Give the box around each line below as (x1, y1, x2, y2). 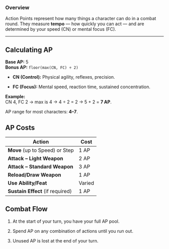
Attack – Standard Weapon (8, 163, 73, 170)
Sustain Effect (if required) (8, 188, 72, 195)
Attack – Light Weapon (8, 155, 63, 162)
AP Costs (5, 123, 35, 132)
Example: (5, 94, 26, 100)
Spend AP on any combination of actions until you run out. (12, 228, 133, 234)
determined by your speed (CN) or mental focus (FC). (5, 26, 117, 32)
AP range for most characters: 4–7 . (5, 109, 78, 115)
